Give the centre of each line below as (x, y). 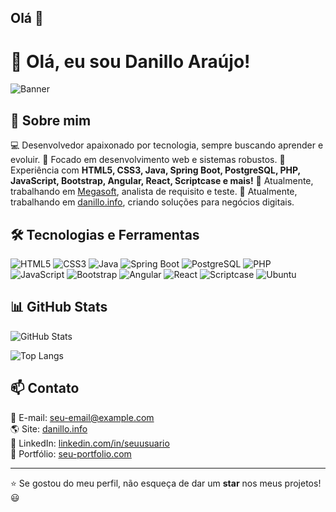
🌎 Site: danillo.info (49, 428)
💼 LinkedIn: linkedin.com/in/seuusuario (90, 443)
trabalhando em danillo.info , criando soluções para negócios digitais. (152, 202)
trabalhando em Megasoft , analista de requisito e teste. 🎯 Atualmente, (154, 192)
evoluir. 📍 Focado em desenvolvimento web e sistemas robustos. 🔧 (148, 160)
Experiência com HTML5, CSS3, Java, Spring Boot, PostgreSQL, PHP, (155, 170)
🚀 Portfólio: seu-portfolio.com (71, 453)
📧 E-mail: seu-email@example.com (82, 417)
